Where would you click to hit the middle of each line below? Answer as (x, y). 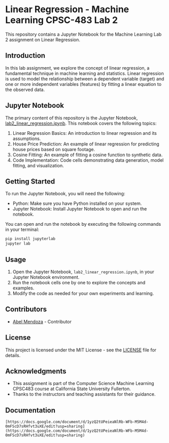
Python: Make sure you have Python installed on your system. (77, 203)
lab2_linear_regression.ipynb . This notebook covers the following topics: (81, 123)
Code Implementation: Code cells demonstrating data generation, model (88, 160)
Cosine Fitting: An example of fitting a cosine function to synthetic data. (88, 155)
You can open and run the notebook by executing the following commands (83, 224)
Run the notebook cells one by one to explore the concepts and (79, 282)
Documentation (30, 410)
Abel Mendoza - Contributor (42, 321)
